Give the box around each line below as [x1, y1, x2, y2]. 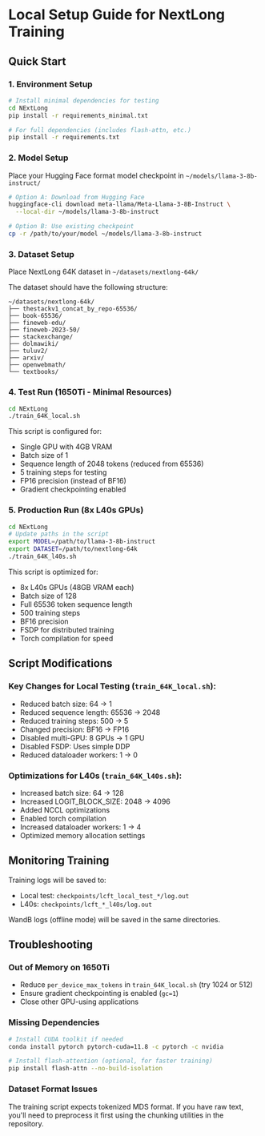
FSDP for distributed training [19, 624, 114, 634]
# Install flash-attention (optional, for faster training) [8, 1057, 214, 1066]
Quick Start [8, 54, 66, 68]
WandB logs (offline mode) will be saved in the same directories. [8, 914, 221, 924]
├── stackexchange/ [8, 333, 74, 341]
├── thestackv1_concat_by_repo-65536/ [8, 305, 138, 313]
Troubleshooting [8, 938, 94, 952]
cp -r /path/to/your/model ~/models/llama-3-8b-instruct [8, 230, 203, 238]
